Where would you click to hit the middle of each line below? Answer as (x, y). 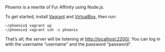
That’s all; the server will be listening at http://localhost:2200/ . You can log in (83, 39)
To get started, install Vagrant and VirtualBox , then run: (61, 16)
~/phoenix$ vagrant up (28, 26)
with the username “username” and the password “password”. (68, 44)
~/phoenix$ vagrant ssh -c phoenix (42, 30)
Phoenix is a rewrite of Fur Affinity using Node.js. (55, 7)
